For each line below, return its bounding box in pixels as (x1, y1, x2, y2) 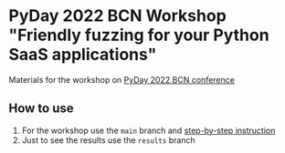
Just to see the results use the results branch (21, 134, 195, 146)
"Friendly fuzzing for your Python (8, 25, 270, 46)
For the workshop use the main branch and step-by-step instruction (21, 125, 276, 136)
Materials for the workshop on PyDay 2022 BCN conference (8, 74, 235, 85)
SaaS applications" (8, 45, 157, 65)
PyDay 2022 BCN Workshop (8, 5, 227, 26)
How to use (8, 101, 74, 117)
